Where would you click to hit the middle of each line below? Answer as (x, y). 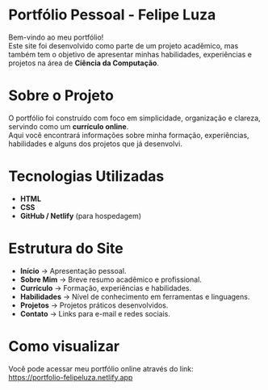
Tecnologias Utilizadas (86, 176)
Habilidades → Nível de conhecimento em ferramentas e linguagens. (135, 296)
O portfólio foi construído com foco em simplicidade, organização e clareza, (134, 118)
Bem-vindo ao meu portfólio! (56, 37)
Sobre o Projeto (61, 96)
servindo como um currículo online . (69, 126)
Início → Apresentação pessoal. (73, 270)
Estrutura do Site (66, 249)
